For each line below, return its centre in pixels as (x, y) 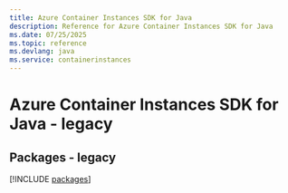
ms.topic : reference (48, 43)
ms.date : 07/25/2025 (48, 34)
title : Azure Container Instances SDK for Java (101, 18)
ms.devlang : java (42, 52)
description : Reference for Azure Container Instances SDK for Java (141, 26)
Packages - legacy (62, 157)
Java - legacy (61, 124)
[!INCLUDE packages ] (50, 179)
